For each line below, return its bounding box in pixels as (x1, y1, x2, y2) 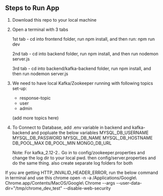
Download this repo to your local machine (12, 17, 97, 23)
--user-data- (116, 180, 142, 186)
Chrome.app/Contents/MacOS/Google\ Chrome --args (5, 180, 115, 186)
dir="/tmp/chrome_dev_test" (5, 185, 62, 191)
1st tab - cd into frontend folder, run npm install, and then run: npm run (12, 36, 155, 42)
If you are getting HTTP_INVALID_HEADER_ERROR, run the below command (5, 169, 159, 175)
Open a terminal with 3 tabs (12, 27, 69, 32)
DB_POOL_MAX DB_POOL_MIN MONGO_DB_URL (12, 140, 112, 146)
